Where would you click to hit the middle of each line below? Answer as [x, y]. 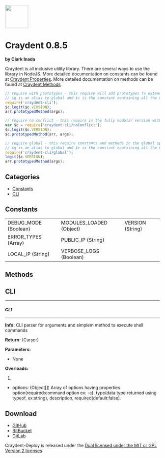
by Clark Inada [20, 59]
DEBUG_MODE [25, 223]
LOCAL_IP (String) [29, 254]
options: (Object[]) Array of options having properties [66, 388]
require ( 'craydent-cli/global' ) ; [39, 152]
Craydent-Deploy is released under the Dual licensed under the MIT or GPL [81, 446]
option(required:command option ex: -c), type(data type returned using [84, 393]
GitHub [19, 425]
